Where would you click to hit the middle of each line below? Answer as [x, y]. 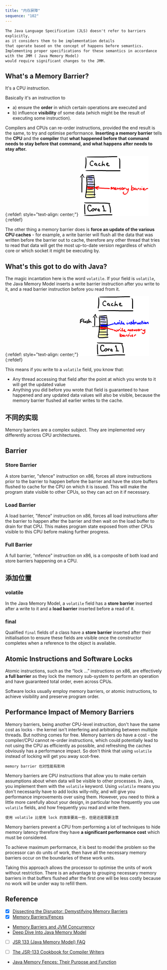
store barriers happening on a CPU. [42, 561]
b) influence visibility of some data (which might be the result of [79, 113]
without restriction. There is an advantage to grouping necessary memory [81, 872]
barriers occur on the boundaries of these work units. [60, 857]
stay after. [16, 149]
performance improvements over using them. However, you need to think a [82, 797]
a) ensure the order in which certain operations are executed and [80, 108]
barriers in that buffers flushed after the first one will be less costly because [83, 878]
